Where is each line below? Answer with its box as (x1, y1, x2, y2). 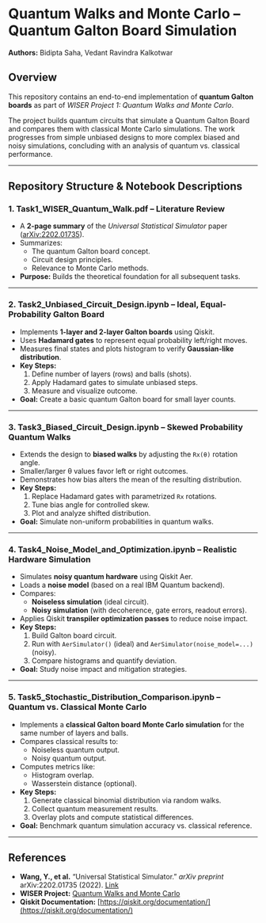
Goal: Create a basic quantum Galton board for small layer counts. (19, 394, 236, 404)
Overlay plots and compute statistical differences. (31, 812, 194, 822)
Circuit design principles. (31, 255, 113, 265)
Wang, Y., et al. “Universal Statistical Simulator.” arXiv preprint (19, 872, 224, 882)
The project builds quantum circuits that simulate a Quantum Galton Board (8, 116, 250, 125)
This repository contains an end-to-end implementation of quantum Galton (8, 92, 254, 101)
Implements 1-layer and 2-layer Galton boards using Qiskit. (19, 326, 215, 337)
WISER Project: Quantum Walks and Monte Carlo (19, 889, 180, 898)
